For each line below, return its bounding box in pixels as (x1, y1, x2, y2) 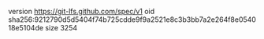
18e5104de (8, 23, 44, 32)
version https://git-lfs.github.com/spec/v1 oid (8, 7, 155, 16)
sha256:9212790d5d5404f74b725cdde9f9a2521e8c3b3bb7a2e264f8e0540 (8, 15, 256, 24)
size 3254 (45, 23, 78, 32)
